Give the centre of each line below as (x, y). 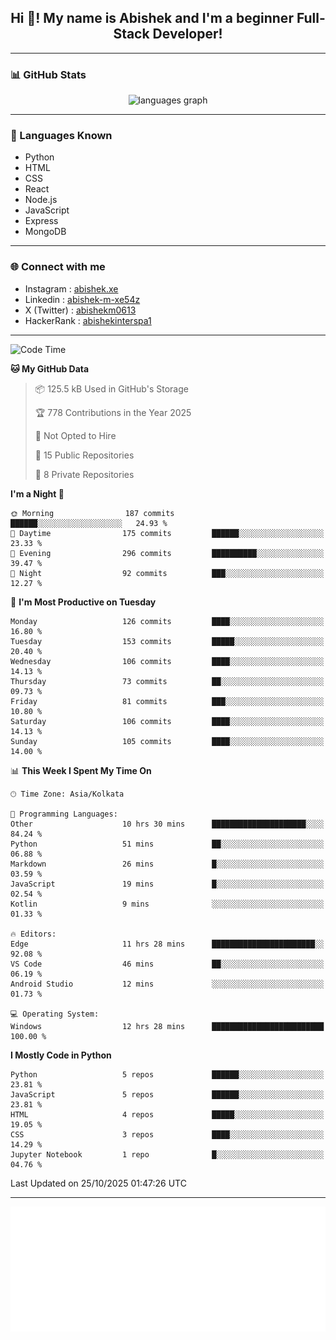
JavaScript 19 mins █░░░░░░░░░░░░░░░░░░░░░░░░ (167, 884)
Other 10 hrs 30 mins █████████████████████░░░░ (167, 824)
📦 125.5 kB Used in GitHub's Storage (111, 388)
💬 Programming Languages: (64, 814)
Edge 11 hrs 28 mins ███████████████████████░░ (167, 944)
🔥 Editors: (33, 934)
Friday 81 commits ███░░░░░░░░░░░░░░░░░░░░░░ (167, 701)
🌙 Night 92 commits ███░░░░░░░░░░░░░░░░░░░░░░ (167, 573)
